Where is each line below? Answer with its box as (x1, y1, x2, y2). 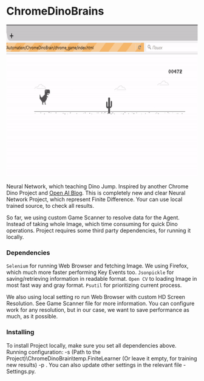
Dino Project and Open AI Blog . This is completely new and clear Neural (6, 189, 186, 196)
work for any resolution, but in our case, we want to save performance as (6, 306, 189, 314)
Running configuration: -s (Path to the (6, 348, 101, 355)
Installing (6, 328, 35, 337)
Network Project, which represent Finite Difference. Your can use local (6, 196, 183, 203)
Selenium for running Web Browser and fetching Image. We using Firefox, (6, 263, 189, 270)
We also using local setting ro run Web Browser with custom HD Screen (6, 293, 185, 301)
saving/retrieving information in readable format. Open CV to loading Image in (6, 275, 197, 283)
